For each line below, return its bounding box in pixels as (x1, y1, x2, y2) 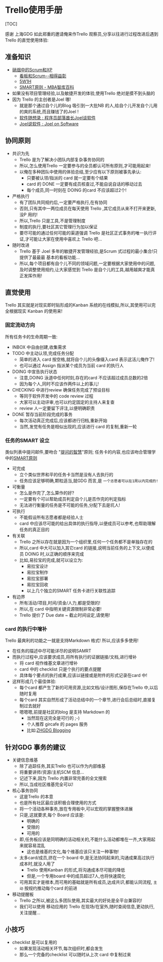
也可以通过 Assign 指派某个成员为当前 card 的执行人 (19, 362, 124, 368)
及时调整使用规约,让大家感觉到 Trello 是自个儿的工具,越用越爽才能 (19, 266, 151, 272)
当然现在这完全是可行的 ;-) (26, 715, 80, 721)
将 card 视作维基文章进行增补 (19, 660, 78, 666)
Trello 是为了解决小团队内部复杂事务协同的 (19, 156, 105, 162)
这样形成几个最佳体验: (12, 678, 56, 684)
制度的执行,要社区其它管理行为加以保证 (19, 223, 98, 230)
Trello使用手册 (5, 4, 63, 16)
